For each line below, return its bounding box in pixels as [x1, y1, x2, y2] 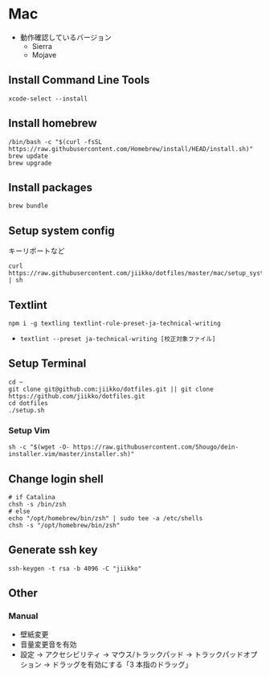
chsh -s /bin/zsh [8, 500, 67, 508]
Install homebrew [8, 117, 98, 130]
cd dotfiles [8, 399, 48, 407]
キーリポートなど [8, 246, 65, 256]
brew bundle [8, 202, 48, 210]
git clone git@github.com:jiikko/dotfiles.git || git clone [8, 385, 215, 393]
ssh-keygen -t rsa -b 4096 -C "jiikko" [8, 564, 142, 572]
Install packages [8, 180, 92, 194]
